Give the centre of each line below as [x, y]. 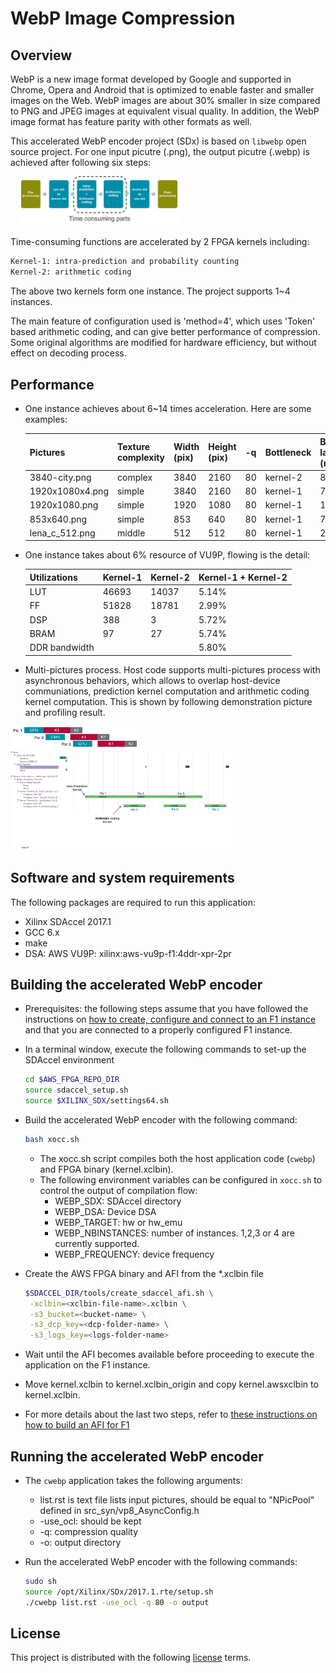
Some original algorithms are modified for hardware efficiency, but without [163, 343]
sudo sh [40, 1582]
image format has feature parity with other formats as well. [131, 121]
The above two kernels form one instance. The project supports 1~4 [150, 291]
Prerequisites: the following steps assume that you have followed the [166, 1009]
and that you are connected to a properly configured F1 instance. [158, 1030]
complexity [141, 458]
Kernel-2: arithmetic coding [71, 272]
